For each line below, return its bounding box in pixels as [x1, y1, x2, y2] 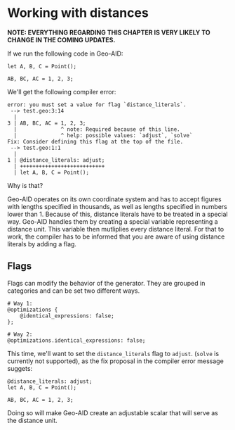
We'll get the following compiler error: [7, 87, 116, 96]
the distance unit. [7, 416, 58, 424]
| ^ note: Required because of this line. [13, 125, 180, 133]
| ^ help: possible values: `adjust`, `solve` [13, 132, 193, 139]
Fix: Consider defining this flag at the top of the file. [7, 138, 184, 145]
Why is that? [7, 181, 43, 189]
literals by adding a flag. [7, 239, 77, 248]
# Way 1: [7, 300, 33, 307]
